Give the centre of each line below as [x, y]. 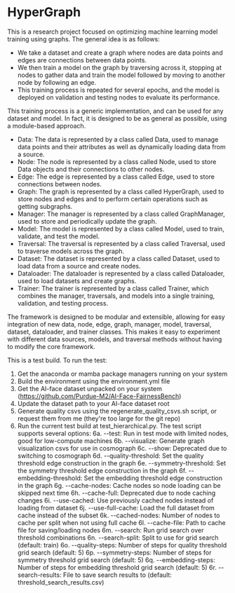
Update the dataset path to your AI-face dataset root [93, 403]
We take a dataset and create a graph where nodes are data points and [120, 53]
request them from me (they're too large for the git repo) [99, 418]
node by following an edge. [57, 82]
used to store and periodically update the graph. [87, 221]
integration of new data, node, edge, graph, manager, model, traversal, [109, 324]
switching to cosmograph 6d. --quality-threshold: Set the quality [110, 456]
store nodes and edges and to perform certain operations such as [113, 199]
